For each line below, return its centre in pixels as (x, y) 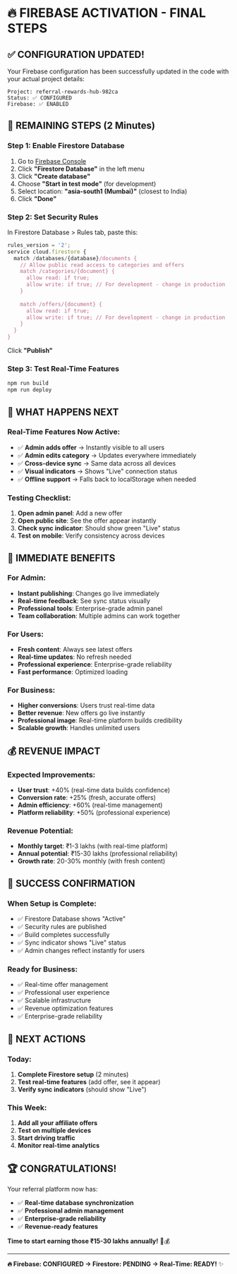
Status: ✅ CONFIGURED (40, 98)
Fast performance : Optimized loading (73, 672)
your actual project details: (46, 79)
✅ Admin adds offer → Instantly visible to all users (91, 447)
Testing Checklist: (39, 497)
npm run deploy (30, 390)
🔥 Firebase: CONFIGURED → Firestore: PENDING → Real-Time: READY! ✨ (116, 1264)
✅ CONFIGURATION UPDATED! (76, 54)
